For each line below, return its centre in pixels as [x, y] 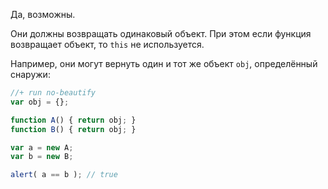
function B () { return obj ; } [73, 129]
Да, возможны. [43, 14]
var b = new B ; [42, 157]
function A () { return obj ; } [73, 120]
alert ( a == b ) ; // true [64, 175]
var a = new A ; [42, 147]
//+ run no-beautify [53, 93]
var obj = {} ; [40, 102]
